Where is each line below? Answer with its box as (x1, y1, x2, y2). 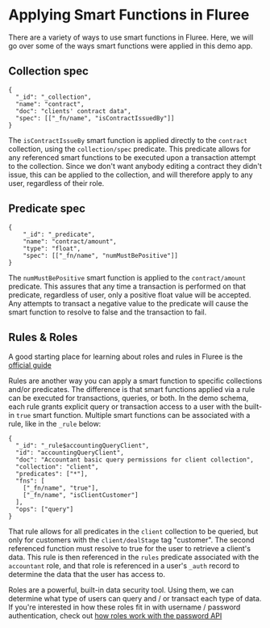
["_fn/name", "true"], (23, 484, 99, 492)
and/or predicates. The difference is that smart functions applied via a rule (8, 385, 255, 394)
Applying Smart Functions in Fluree (8, 6, 250, 24)
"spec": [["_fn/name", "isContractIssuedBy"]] (15, 114, 175, 122)
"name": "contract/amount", (23, 237, 117, 246)
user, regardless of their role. (8, 178, 105, 188)
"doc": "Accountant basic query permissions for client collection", (15, 456, 254, 464)
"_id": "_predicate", (23, 230, 95, 238)
